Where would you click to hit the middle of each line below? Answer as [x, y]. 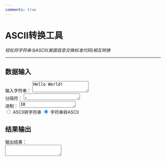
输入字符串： [18, 91]
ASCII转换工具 [34, 35]
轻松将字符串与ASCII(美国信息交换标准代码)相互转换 [58, 50]
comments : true [21, 10]
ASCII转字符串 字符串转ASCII [46, 112]
